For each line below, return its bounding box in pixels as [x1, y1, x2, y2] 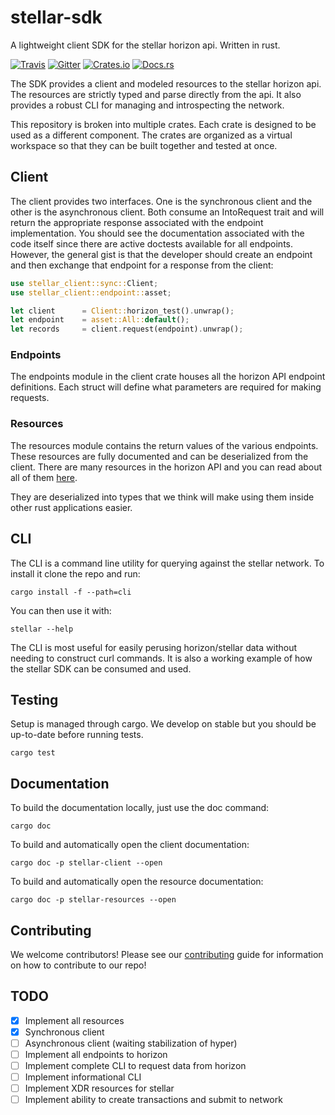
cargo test [10, 748, 56, 758]
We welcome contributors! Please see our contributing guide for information [10, 948, 324, 960]
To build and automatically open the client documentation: [10, 839, 250, 851]
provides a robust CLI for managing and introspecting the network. [10, 99, 285, 111]
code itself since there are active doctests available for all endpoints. [10, 237, 293, 250]
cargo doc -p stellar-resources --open [10, 895, 177, 905]
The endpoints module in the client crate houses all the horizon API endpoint [10, 371, 326, 383]
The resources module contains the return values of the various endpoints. [10, 439, 319, 451]
